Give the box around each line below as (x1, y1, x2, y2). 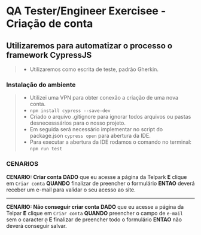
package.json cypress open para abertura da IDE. (29, 132, 151, 140)
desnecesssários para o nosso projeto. (29, 119, 126, 126)
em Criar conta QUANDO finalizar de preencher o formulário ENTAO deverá (6, 180, 195, 187)
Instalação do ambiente (6, 81, 76, 89)
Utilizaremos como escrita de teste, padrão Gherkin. (29, 66, 159, 73)
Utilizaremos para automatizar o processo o (6, 41, 172, 51)
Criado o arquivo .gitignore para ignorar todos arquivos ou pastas (29, 113, 191, 120)
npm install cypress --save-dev (29, 108, 111, 114)
